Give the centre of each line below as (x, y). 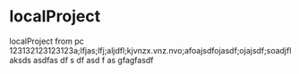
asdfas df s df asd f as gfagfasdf (93, 60)
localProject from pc (47, 41)
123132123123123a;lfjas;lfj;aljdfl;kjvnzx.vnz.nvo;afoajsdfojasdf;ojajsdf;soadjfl (150, 50)
